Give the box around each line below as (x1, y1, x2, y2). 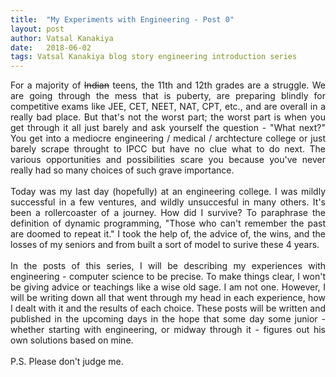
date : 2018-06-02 (10, 42, 92, 53)
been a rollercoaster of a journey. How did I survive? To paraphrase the (10, 207, 326, 219)
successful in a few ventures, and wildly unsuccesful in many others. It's (10, 196, 326, 208)
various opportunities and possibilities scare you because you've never (10, 154, 326, 166)
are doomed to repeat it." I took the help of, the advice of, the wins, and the (10, 228, 326, 240)
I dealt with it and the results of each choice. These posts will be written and (10, 302, 326, 315)
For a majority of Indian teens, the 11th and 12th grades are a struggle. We (10, 79, 326, 91)
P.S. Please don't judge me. (10, 356, 124, 368)
